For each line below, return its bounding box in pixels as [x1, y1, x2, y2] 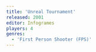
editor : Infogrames [6, 20, 55, 26]
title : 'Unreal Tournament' [6, 8, 76, 15]
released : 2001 [6, 14, 44, 20]
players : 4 [6, 25, 33, 32]
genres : [6, 31, 26, 37]
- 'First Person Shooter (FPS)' [11, 36, 92, 42]
